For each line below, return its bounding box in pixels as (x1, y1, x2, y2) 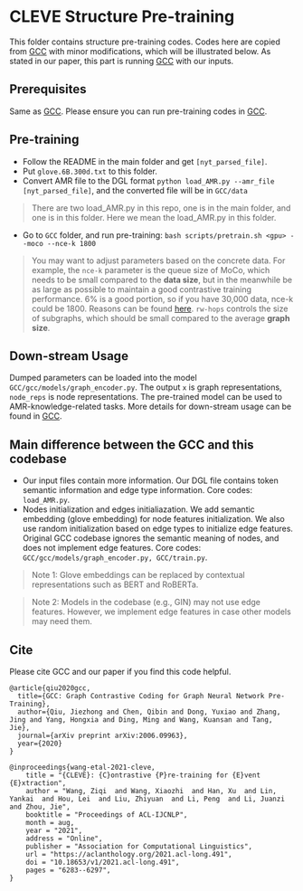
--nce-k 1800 (46, 239, 97, 248)
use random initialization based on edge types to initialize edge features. (22, 523, 294, 535)
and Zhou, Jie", (9, 802, 71, 811)
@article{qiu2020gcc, (9, 684, 91, 693)
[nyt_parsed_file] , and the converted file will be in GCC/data (22, 185, 249, 195)
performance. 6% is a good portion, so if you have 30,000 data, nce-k (31, 293, 294, 304)
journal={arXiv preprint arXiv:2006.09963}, (17, 731, 188, 740)
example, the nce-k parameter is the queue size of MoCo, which (31, 264, 270, 275)
